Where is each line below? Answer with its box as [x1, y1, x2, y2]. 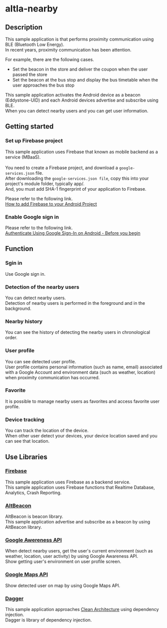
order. [5, 335, 17, 341]
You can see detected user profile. [5, 358, 76, 364]
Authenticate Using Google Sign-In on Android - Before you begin [5, 230, 141, 236]
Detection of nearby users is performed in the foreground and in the [5, 300, 145, 306]
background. [5, 305, 31, 311]
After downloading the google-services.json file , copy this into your [5, 175, 149, 181]
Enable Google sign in [5, 213, 59, 220]
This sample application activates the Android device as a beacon [5, 92, 141, 98]
